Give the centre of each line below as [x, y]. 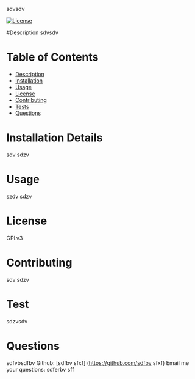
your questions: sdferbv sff [40, 369]
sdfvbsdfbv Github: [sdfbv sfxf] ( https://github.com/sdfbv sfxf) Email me [98, 362]
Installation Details [55, 138]
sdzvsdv [17, 321]
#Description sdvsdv [33, 32]
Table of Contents [52, 57]
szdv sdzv [19, 196]
